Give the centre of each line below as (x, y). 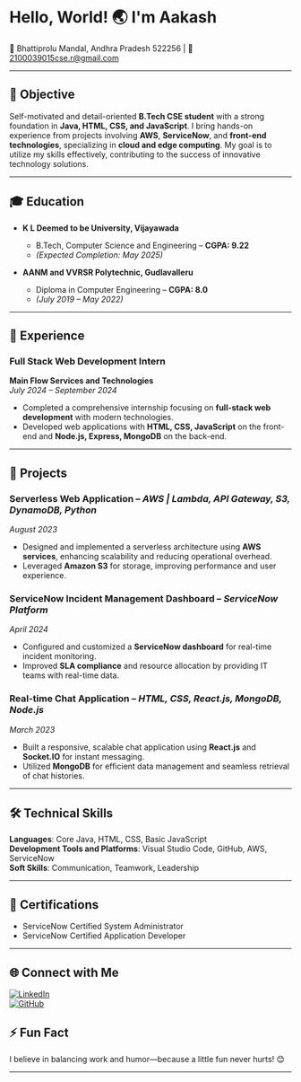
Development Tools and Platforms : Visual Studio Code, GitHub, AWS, (138, 849)
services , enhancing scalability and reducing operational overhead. (147, 556)
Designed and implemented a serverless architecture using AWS (142, 546)
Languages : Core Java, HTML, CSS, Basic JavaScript (108, 840)
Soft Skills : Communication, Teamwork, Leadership (104, 868)
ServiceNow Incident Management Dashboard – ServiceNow (144, 598)
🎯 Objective (42, 95)
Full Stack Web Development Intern (87, 361)
